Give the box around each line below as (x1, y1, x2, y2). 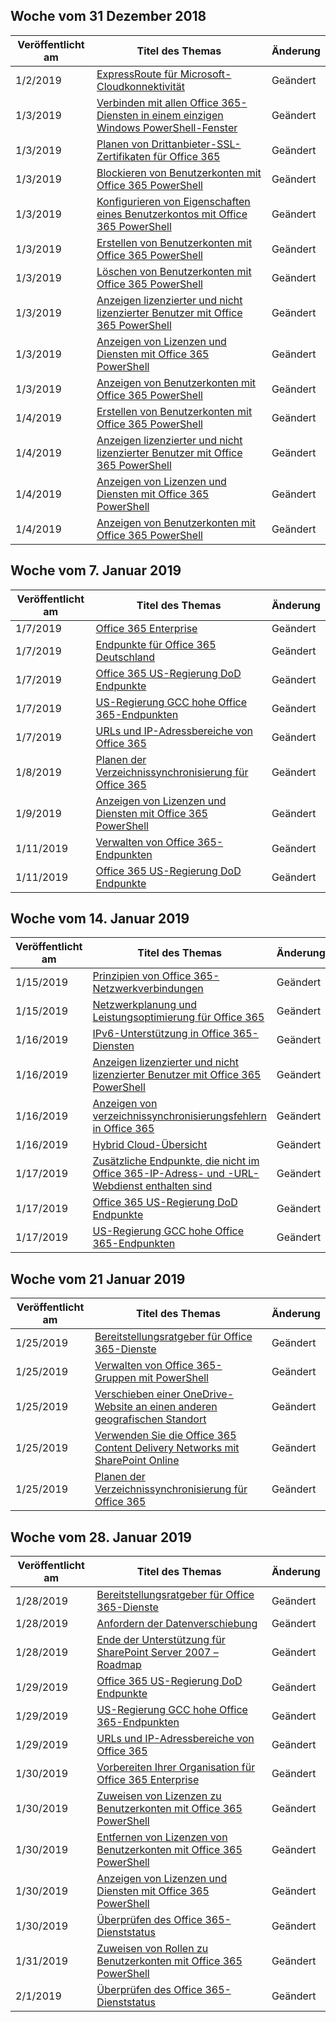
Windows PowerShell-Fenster (96, 120, 238, 134)
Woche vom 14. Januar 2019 (10, 910, 190, 928)
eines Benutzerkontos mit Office (96, 207, 248, 221)
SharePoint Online (94, 1454, 180, 1468)
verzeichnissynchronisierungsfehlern (92, 1109, 267, 1123)
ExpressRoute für (96, 67, 178, 81)
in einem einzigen (140, 108, 224, 122)
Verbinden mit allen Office (96, 95, 219, 109)
